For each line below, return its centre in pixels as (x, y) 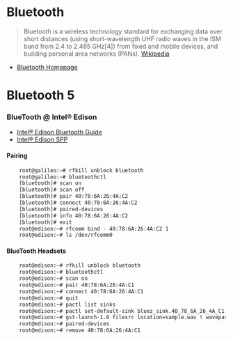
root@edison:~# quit (49, 298)
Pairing (17, 156)
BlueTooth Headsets (37, 251)
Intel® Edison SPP (42, 139)
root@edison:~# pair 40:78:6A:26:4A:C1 (77, 285)
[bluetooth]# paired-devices (61, 209)
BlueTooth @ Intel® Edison (52, 117)
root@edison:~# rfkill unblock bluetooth (80, 265)
